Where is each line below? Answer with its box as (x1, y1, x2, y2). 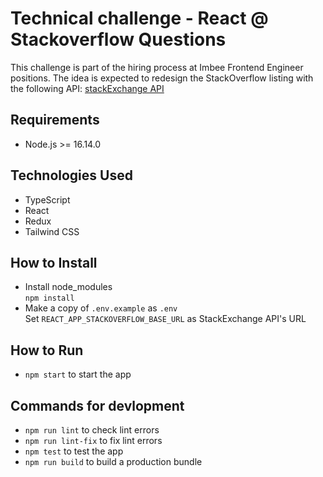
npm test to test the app (24, 445, 124, 457)
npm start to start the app (24, 368, 132, 381)
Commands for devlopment (10, 397, 185, 414)
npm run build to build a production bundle (24, 456, 203, 467)
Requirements (10, 112, 100, 129)
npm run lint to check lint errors (24, 424, 160, 436)
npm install (24, 293, 75, 304)
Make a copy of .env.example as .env (24, 302, 178, 314)
